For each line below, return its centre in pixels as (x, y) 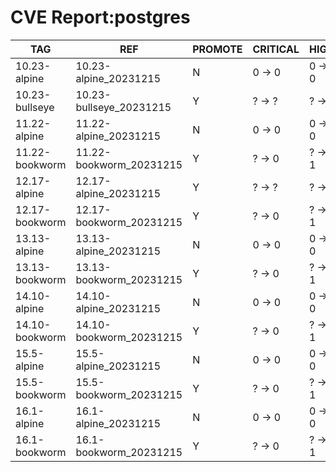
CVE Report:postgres (100, 17)
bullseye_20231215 (123, 107)
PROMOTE (217, 49)
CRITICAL (276, 49)
